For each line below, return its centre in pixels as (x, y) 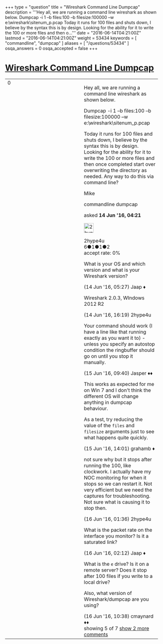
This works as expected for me (119, 384)
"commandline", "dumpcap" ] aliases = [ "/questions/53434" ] (67, 43)
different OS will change (111, 396)
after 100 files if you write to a (118, 576)
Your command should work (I (118, 326)
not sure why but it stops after (118, 459)
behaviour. (96, 408)
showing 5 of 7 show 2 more (117, 628)
